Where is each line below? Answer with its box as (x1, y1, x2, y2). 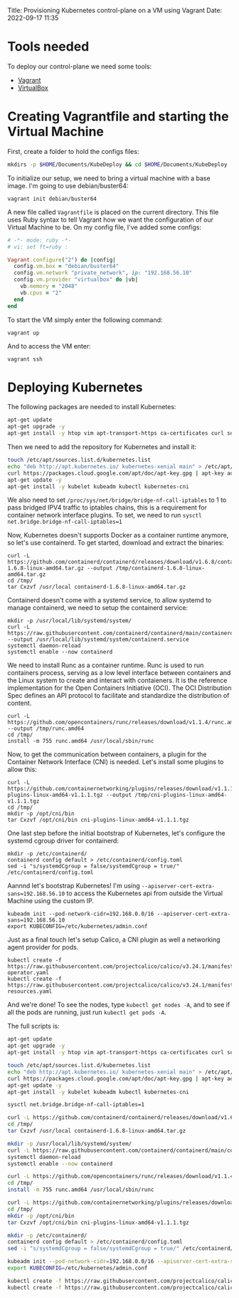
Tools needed (7, 38, 90, 55)
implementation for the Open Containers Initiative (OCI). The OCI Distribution (7, 684, 232, 692)
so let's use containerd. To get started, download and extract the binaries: (7, 538, 224, 547)
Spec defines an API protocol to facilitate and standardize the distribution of (7, 691, 230, 700)
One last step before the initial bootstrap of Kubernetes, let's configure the (7, 829, 225, 838)
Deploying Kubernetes (7, 379, 144, 395)
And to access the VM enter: (7, 341, 91, 350)
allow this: (7, 766, 37, 774)
